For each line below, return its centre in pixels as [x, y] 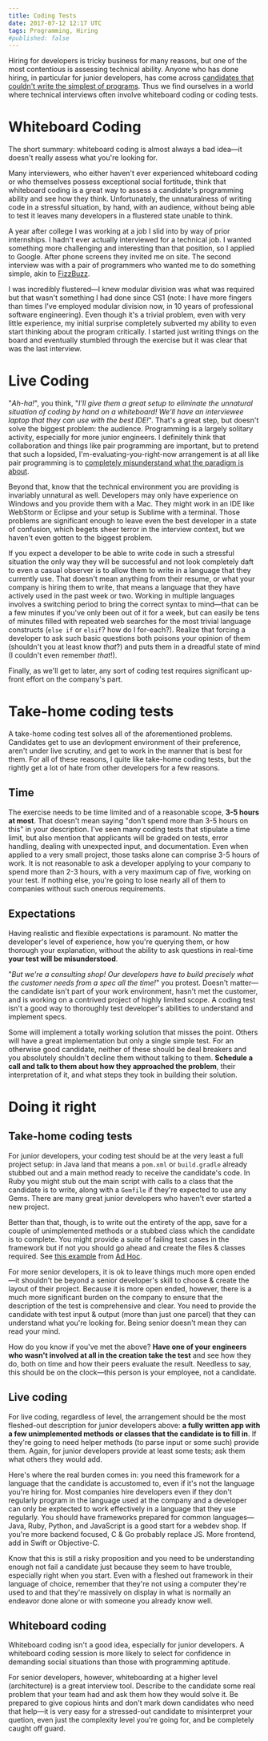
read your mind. [34, 1331]
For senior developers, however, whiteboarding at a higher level [113, 1678]
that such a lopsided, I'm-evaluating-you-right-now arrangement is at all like [134, 454]
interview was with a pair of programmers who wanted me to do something [132, 266]
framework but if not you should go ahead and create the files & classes [127, 1247]
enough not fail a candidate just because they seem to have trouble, [120, 1567]
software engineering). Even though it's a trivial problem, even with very [127, 315]
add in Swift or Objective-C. [54, 1543]
